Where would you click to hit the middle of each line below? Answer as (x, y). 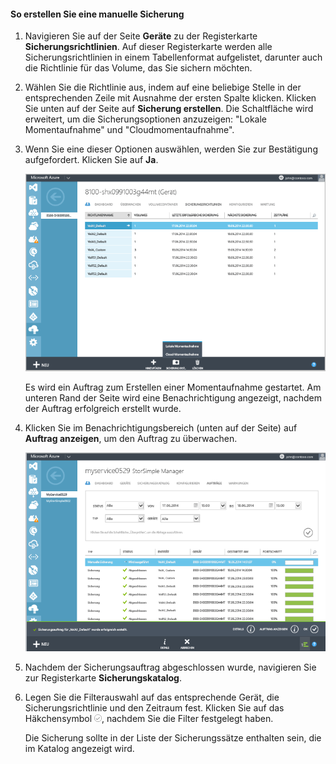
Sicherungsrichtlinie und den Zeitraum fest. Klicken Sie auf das (154, 707)
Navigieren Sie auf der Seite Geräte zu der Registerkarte (141, 36)
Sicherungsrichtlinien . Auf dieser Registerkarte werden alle (148, 47)
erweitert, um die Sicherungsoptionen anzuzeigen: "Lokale (146, 119)
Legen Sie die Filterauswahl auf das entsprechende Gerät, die (152, 697)
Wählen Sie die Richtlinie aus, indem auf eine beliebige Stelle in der (163, 87)
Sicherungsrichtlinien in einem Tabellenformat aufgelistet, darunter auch (173, 57)
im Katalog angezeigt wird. (79, 748)
